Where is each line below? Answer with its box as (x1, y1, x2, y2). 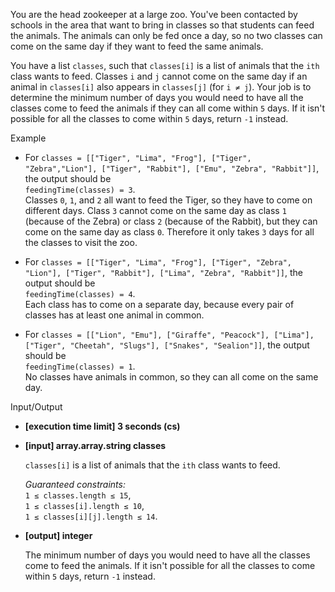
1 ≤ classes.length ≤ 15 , (24, 489, 132, 501)
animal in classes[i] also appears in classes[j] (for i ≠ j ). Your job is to (10, 81, 312, 93)
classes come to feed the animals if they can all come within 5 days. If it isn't (10, 102, 326, 114)
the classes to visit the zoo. (24, 237, 138, 248)
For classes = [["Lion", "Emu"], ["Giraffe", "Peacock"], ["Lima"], (24, 329, 315, 340)
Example (10, 132, 47, 144)
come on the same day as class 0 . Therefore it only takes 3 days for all (24, 226, 315, 238)
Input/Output (10, 401, 63, 413)
